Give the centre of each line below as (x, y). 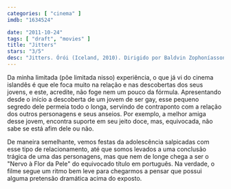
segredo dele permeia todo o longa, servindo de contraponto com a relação (114, 107)
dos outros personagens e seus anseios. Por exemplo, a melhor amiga (107, 113)
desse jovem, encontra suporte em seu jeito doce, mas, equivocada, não (110, 121)
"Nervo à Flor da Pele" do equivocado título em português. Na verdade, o (111, 164)
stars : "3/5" (26, 52)
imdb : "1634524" (30, 20)
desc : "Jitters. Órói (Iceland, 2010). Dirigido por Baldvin (97, 58)
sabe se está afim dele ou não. (51, 129)
